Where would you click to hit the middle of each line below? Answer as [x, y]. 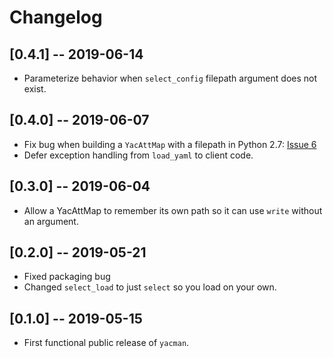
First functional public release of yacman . [106, 343]
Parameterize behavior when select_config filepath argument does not [170, 78]
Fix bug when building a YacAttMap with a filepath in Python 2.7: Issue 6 [170, 144]
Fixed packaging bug [67, 277]
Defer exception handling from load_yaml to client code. [138, 155]
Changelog [56, 17]
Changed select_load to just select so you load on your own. [150, 287]
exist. [35, 89]
